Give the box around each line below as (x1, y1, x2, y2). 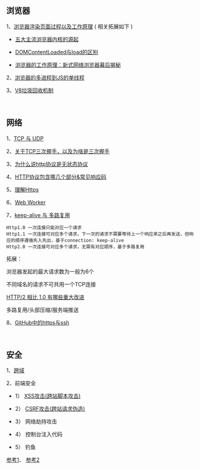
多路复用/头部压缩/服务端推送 (6, 306, 80, 313)
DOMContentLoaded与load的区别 (14, 48, 98, 55)
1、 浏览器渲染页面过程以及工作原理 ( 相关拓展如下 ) (6, 23, 133, 30)
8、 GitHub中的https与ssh (6, 319, 69, 326)
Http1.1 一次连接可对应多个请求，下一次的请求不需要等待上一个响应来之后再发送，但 (6, 231, 190, 237)
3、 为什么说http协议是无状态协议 (6, 160, 89, 167)
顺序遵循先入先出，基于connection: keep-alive (14, 237, 125, 244)
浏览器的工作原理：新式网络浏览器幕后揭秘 (14, 61, 121, 68)
